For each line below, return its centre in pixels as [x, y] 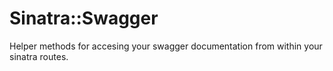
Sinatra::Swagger [84, 18]
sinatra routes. [39, 56]
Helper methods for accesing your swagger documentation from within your [166, 46]
